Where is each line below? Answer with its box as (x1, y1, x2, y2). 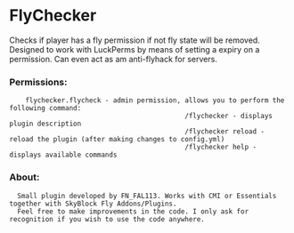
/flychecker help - (184, 143, 257, 152)
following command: (9, 104, 82, 113)
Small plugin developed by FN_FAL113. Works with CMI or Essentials (17, 191, 277, 200)
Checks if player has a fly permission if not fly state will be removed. (9, 35, 260, 45)
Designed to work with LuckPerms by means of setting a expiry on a (9, 44, 260, 54)
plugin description (9, 119, 82, 129)
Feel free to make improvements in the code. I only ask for (17, 206, 249, 216)
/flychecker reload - (184, 127, 265, 136)
